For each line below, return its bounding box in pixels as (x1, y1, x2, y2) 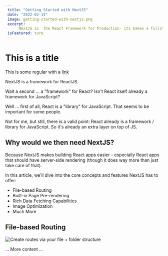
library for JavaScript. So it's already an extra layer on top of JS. (5, 123, 137, 130)
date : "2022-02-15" (7, 12, 48, 17)
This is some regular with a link (5, 69, 69, 75)
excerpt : (7, 21, 26, 27)
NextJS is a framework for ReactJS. (5, 78, 79, 84)
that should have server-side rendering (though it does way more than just (5, 157, 158, 163)
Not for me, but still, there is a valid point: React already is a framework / (5, 118, 154, 124)
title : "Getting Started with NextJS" (7, 7, 88, 13)
